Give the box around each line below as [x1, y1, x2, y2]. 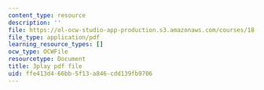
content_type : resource [8, 11, 86, 20]
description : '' [8, 19, 61, 27]
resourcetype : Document [8, 56, 86, 63]
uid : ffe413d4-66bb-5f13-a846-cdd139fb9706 [8, 70, 153, 77]
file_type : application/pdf [8, 33, 101, 41]
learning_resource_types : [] [8, 41, 104, 49]
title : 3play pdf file [8, 63, 82, 70]
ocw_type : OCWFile [8, 48, 68, 56]
